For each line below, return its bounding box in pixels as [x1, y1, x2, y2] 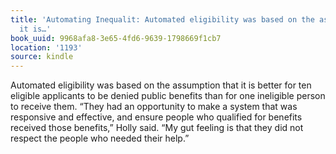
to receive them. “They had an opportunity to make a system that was [10, 101, 298, 113]
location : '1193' [10, 42, 83, 53]
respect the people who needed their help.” [10, 132, 190, 145]
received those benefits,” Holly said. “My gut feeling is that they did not [10, 122, 304, 134]
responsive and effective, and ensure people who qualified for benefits [10, 111, 303, 123]
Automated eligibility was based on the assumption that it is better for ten [10, 79, 312, 91]
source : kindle [10, 52, 74, 62]
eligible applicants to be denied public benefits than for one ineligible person [10, 90, 326, 102]
